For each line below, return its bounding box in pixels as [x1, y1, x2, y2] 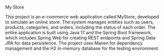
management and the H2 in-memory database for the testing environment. [5, 46, 159, 51]
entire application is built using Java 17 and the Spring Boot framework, [5, 30, 152, 35]
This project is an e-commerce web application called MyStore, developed [5, 14, 159, 19]
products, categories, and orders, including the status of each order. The [5, 24, 156, 30]
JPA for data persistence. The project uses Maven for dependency [5, 40, 143, 46]
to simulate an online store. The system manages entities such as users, [5, 19, 154, 25]
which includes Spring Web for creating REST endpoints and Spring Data [5, 35, 155, 41]
